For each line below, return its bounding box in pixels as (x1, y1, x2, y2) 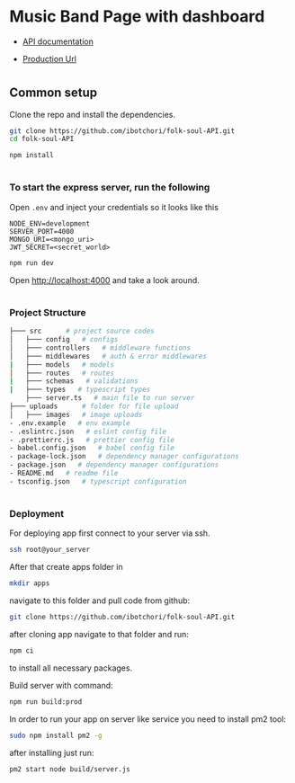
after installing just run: (9, 747, 94, 758)
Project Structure (9, 306, 86, 318)
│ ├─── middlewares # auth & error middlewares (9, 351, 207, 360)
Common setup (9, 85, 97, 101)
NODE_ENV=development (9, 218, 91, 228)
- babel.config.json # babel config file (9, 443, 175, 453)
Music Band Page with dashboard (9, 6, 265, 27)
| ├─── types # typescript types (9, 385, 151, 395)
